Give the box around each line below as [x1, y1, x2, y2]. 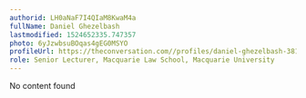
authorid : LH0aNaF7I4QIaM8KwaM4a [9, 13, 137, 23]
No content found [9, 81, 76, 91]
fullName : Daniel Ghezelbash [9, 22, 120, 31]
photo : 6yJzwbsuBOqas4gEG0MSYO [9, 38, 128, 48]
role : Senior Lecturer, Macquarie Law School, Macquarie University [9, 55, 275, 64]
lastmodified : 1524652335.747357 [9, 30, 137, 39]
